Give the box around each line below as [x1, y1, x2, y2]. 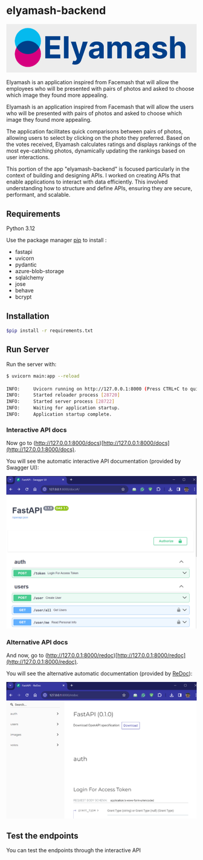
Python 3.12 [6, 225, 35, 232]
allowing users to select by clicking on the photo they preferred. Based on [6, 134, 190, 142]
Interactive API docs [6, 425, 67, 434]
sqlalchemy [14, 274, 44, 282]
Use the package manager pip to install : [6, 237, 107, 244]
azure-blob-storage [14, 268, 65, 275]
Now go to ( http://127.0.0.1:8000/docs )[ [6, 440, 104, 447]
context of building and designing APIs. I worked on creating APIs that [6, 172, 181, 179]
